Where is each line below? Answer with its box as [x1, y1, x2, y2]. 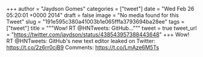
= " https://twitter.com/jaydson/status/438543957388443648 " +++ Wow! [6, 31, 190, 38]
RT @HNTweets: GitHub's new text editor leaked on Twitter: [6, 38, 156, 44]
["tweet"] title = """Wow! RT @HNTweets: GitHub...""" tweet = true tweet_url [6, 24, 197, 32]
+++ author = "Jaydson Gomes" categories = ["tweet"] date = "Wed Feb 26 [6, 5, 195, 12]
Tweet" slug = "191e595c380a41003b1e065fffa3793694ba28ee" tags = [6, 18, 185, 25]
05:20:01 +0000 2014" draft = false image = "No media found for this [6, 12, 179, 19]
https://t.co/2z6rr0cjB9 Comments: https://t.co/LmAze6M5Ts [6, 44, 159, 51]
